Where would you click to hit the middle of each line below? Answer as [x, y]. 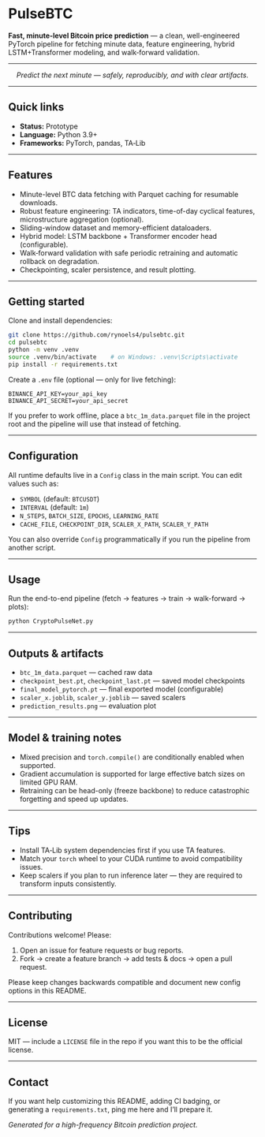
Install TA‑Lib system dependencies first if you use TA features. [122, 850]
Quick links [36, 107]
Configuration [43, 456]
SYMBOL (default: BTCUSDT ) [60, 498]
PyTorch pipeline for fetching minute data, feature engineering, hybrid [121, 43]
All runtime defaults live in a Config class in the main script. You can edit [125, 475]
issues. [31, 867]
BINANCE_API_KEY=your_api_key [58, 394]
